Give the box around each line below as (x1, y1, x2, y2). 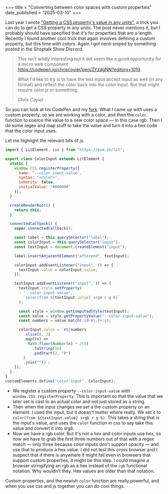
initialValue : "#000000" (18, 185, 71, 190)
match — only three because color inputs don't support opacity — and (12, 441, 159, 447)
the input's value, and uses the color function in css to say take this (12, 420, 153, 426)
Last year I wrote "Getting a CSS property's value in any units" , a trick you (5, 20, 158, 25)
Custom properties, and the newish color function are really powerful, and (5, 477, 159, 483)
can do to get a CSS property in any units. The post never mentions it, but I (5, 25, 160, 31)
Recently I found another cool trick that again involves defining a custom (5, 35, 155, 41)
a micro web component (17, 61, 68, 67)
